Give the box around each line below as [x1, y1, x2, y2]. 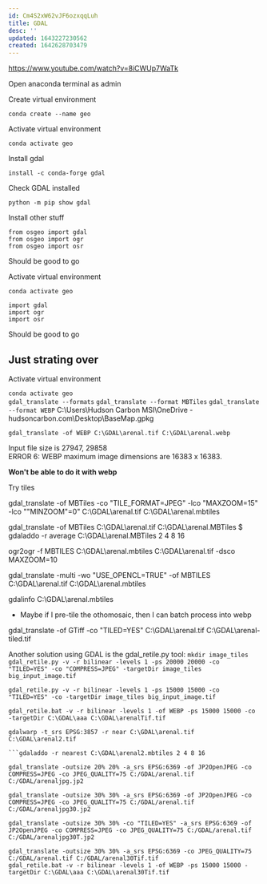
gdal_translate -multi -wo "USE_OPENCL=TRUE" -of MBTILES [8, 570, 211, 579]
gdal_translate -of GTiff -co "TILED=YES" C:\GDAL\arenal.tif [8, 625, 205, 635]
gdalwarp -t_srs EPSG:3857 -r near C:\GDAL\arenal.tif [8, 728, 195, 736]
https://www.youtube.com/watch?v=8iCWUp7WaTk [8, 63, 178, 73]
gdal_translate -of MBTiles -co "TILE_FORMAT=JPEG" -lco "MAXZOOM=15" [8, 498, 258, 507]
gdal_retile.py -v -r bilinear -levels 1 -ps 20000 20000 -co [8, 658, 220, 666]
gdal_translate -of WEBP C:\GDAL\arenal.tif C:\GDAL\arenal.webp [8, 429, 230, 437]
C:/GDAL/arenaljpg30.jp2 [8, 805, 91, 813]
